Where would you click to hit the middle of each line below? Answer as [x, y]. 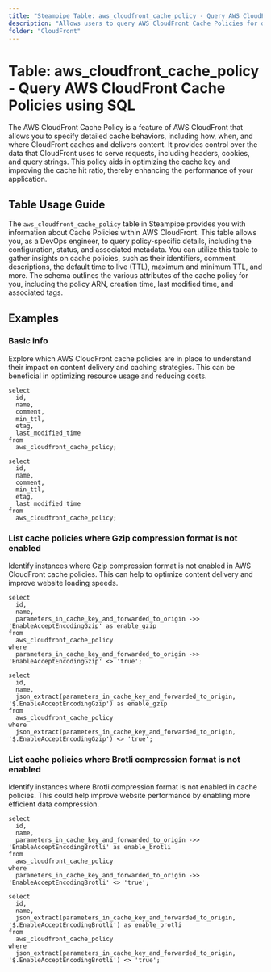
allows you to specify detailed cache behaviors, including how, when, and [131, 136]
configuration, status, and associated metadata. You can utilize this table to [133, 250]
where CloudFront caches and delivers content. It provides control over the [133, 145]
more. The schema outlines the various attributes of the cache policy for [128, 276]
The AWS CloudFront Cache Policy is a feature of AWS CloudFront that [126, 128]
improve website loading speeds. [63, 583]
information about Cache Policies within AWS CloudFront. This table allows [133, 233]
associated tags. [35, 292]
